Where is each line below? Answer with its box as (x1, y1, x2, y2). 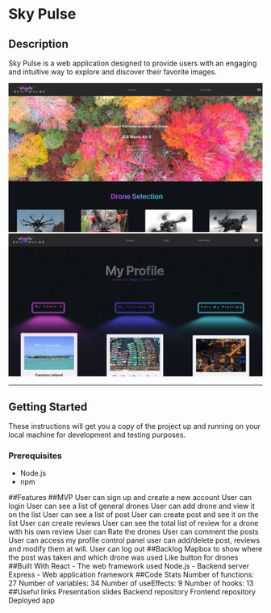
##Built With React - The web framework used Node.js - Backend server (8, 561, 250, 571)
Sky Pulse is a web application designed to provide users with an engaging (8, 58, 257, 68)
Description (8, 37, 69, 51)
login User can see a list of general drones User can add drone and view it (8, 502, 256, 511)
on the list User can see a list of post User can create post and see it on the (8, 510, 259, 519)
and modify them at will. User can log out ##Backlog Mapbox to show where (8, 544, 263, 554)
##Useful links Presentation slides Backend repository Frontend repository (8, 587, 256, 597)
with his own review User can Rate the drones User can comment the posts (8, 527, 259, 537)
